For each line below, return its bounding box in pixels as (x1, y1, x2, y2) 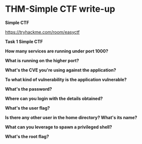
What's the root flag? (5, 133, 49, 139)
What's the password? (5, 86, 52, 92)
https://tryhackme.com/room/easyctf (5, 29, 80, 35)
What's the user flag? (5, 105, 50, 111)
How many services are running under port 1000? (5, 48, 109, 54)
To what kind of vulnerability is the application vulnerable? (5, 76, 127, 82)
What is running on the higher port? (5, 57, 79, 63)
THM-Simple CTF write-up (5, 3, 116, 15)
